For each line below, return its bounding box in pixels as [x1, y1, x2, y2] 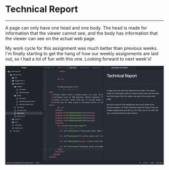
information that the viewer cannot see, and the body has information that [5, 30, 158, 36]
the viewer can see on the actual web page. [5, 35, 96, 41]
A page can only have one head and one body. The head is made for [5, 25, 147, 31]
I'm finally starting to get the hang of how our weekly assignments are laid [5, 50, 158, 56]
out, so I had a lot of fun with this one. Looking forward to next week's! [5, 56, 152, 62]
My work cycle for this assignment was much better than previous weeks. [5, 45, 158, 51]
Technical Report [5, 4, 78, 15]
